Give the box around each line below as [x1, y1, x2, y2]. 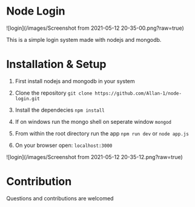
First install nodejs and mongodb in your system [15, 77, 135, 84]
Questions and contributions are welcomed [6, 194, 114, 202]
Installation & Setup [6, 58, 107, 71]
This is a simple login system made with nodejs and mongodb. [6, 36, 162, 43]
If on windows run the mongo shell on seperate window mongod [15, 118, 171, 125]
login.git [15, 95, 41, 101]
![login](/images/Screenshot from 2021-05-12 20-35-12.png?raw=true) [6, 153, 183, 160]
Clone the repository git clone [15, 89, 93, 97]
